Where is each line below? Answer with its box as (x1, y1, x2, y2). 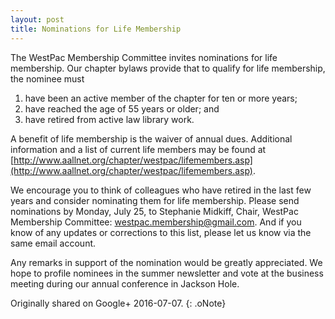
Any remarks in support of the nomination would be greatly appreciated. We (10, 256, 323, 268)
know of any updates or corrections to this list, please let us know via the (10, 226, 312, 238)
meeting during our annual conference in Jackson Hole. (10, 277, 240, 290)
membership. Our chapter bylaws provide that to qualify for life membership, (10, 62, 326, 74)
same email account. (10, 237, 97, 249)
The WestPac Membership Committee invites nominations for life (10, 51, 278, 63)
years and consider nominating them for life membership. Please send (10, 194, 300, 206)
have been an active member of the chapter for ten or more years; (24, 92, 298, 104)
